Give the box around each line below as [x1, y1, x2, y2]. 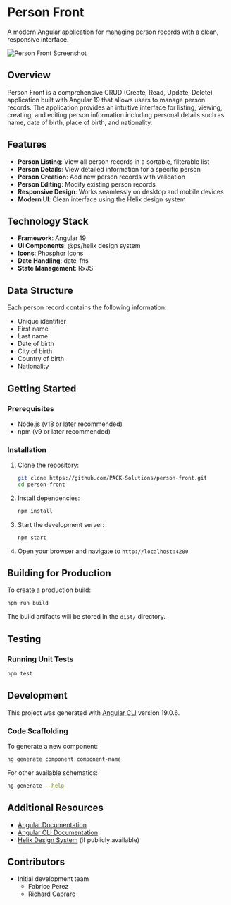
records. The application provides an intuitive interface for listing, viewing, [7, 103, 223, 112]
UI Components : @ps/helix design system [17, 242, 141, 250]
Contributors [7, 856, 65, 868]
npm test [7, 670, 33, 678]
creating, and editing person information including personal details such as [7, 110, 225, 119]
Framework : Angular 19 [17, 234, 87, 242]
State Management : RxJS [17, 264, 94, 273]
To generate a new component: [7, 743, 99, 751]
